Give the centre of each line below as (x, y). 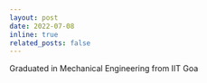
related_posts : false (50, 43)
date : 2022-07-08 (42, 26)
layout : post (34, 18)
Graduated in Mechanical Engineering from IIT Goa (104, 69)
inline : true (34, 34)
